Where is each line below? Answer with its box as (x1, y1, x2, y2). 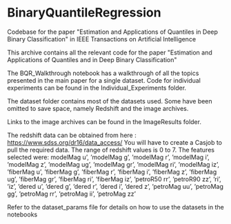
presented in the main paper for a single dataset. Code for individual (7, 76, 201, 84)
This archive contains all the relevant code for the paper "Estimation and (7, 48, 212, 57)
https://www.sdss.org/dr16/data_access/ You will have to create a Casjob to (7, 138, 223, 146)
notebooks (7, 210, 38, 218)
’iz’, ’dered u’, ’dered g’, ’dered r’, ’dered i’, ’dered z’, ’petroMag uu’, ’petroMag (7, 182, 224, 190)
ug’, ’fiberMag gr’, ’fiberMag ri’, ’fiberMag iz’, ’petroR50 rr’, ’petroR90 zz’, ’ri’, (7, 174, 222, 183)
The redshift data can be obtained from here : (7, 131, 137, 139)
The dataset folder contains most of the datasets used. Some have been (7, 96, 212, 105)
